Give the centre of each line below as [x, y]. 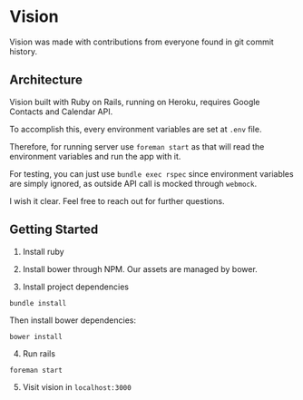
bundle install [38, 303]
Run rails [39, 353]
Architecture [46, 80]
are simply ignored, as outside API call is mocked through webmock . [133, 183]
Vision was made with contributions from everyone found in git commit [142, 42]
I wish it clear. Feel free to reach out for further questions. [117, 200]
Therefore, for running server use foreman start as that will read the [137, 146]
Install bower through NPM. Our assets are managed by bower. [140, 268]
